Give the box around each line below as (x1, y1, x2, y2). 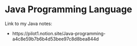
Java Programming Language (5, 4, 132, 15)
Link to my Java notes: (5, 20, 52, 27)
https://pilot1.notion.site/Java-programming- (12, 30, 106, 36)
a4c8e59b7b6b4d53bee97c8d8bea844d (12, 36, 99, 42)
